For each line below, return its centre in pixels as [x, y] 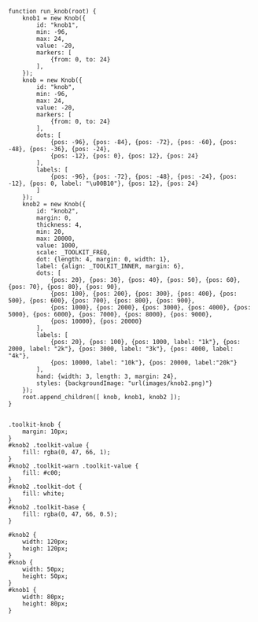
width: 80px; [44, 597]
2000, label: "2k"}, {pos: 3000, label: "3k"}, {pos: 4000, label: [121, 349]
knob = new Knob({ [52, 80]
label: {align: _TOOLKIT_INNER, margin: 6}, [111, 266]
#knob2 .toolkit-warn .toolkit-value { [74, 466]
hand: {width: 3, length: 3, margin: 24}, [107, 376]
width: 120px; [45, 542]
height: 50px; [45, 576]
